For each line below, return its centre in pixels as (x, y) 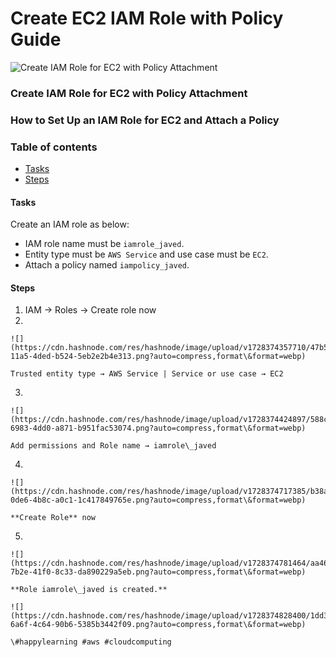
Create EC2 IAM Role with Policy (147, 18)
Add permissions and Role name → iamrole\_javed (113, 446)
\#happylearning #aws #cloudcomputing (91, 642)
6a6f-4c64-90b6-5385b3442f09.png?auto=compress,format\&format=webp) (158, 625)
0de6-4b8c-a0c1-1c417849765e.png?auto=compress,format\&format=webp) (158, 500)
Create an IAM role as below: (70, 224)
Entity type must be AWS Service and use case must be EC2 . (146, 254)
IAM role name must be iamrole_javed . (104, 244)
